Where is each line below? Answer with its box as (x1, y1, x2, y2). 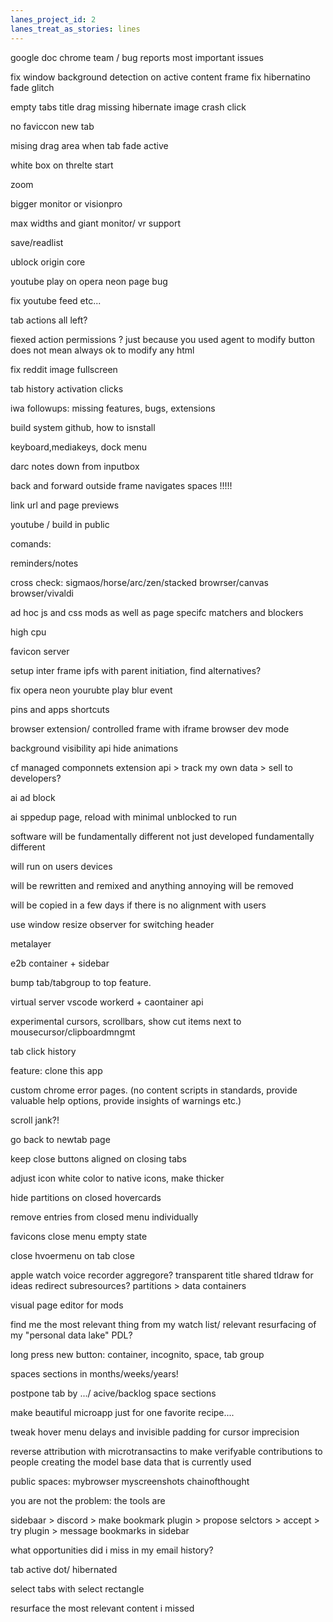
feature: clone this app (10, 1064, 103, 1076)
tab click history (10, 1045, 77, 1057)
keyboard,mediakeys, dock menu (10, 441, 148, 453)
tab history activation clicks (10, 382, 124, 395)
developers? (10, 772, 62, 784)
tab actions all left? (10, 314, 88, 326)
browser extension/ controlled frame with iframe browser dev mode (10, 722, 290, 735)
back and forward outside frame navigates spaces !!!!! (10, 479, 233, 491)
